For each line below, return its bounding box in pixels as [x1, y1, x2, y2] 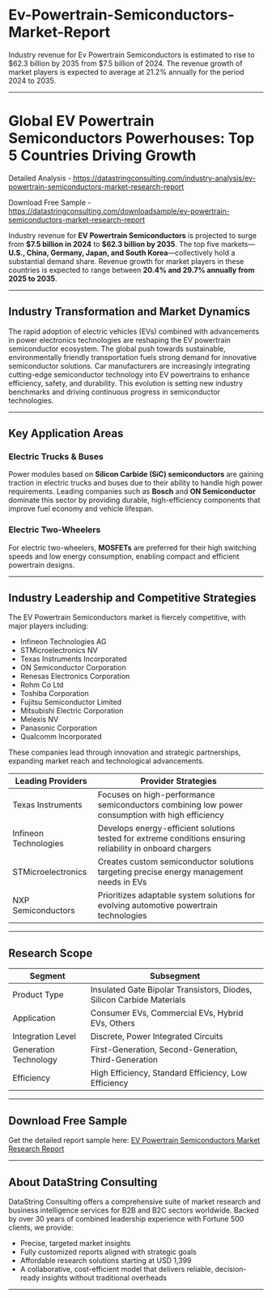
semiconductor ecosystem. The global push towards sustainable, [8, 344, 227, 353]
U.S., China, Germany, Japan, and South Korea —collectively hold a [8, 248, 236, 257]
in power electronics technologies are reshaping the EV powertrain [8, 335, 231, 344]
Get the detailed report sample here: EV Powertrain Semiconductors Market [8, 1136, 261, 1145]
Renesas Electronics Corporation [19, 672, 130, 681]
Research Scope [8, 946, 93, 960]
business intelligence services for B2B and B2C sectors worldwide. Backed [8, 1205, 259, 1215]
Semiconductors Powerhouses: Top [8, 129, 255, 148]
